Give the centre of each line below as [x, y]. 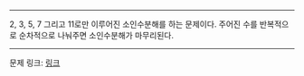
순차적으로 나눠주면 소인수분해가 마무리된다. [96, 35]
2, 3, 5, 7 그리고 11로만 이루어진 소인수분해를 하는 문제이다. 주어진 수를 [133, 24]
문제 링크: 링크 [35, 63]
